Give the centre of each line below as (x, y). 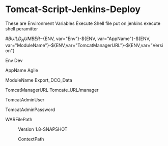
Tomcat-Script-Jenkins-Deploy (73, 9)
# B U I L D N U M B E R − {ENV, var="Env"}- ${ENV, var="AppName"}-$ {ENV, (78, 39)
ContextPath (31, 139)
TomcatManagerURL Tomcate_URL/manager (52, 90)
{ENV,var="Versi (146, 45)
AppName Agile (22, 70)
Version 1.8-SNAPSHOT (43, 129)
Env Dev (14, 60)
